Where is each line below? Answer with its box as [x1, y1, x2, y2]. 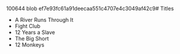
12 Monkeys [14, 41, 45, 48]
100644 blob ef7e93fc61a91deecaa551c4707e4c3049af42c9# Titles [6, 5, 174, 12]
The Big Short [14, 35, 49, 42]
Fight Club [14, 23, 41, 29]
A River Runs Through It [14, 16, 74, 23]
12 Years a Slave [14, 29, 55, 36]
